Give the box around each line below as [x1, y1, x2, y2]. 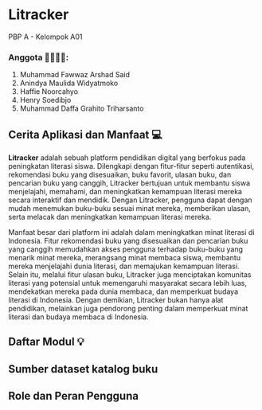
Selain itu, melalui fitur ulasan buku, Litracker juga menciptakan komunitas [8, 270, 252, 279]
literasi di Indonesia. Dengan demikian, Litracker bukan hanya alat [8, 295, 224, 305]
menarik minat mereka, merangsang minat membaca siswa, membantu [8, 253, 241, 263]
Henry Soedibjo [19, 96, 72, 105]
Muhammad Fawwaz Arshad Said [19, 70, 130, 80]
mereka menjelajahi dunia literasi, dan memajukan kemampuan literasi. [8, 261, 240, 271]
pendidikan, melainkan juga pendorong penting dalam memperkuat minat [8, 304, 248, 314]
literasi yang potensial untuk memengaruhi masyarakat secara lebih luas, [8, 279, 247, 288]
